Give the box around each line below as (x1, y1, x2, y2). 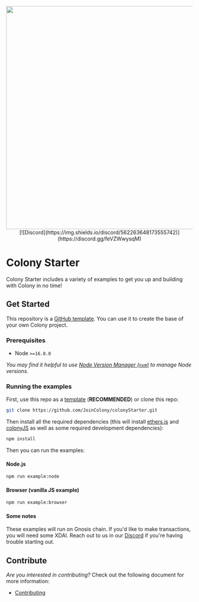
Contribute (6, 556, 47, 566)
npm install (6, 436, 36, 442)
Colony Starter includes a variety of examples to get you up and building (6, 275, 183, 283)
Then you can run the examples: (6, 447, 85, 454)
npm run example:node (6, 474, 60, 479)
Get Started (6, 299, 50, 309)
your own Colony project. (6, 321, 68, 328)
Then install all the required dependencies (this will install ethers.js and (6, 418, 179, 425)
